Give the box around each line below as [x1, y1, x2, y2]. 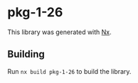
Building [7, 48, 45, 60]
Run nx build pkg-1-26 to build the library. [7, 67, 132, 75]
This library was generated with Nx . [7, 28, 112, 36]
